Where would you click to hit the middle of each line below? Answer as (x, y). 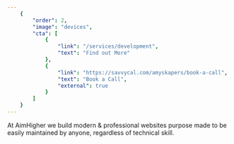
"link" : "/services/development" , (108, 46)
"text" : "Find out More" (94, 53)
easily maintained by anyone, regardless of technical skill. (91, 132)
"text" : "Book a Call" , (92, 79)
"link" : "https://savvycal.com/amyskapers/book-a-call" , (143, 72)
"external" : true (83, 86)
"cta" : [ (45, 33)
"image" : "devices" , (63, 27)
